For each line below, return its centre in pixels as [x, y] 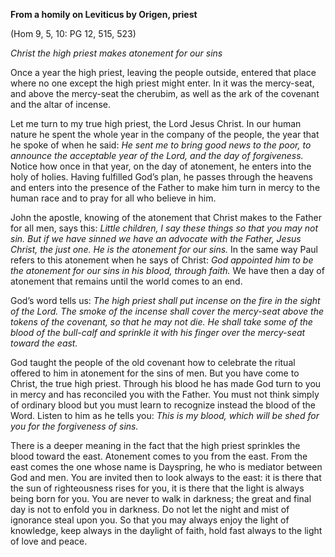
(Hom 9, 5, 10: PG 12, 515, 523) [73, 33]
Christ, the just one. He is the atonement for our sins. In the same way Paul [164, 249]
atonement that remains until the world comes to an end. [126, 281]
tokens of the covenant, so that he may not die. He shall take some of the [161, 322]
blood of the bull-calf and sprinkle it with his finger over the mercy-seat [158, 332]
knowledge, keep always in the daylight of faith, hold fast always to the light [166, 530]
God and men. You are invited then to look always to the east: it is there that [166, 477]
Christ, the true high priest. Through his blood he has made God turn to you [166, 383]
